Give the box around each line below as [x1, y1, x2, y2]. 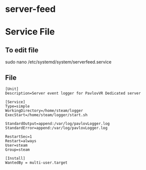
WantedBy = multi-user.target [5, 160, 68, 165]
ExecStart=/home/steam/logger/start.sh [5, 113, 88, 117]
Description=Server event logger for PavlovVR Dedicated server [5, 91, 141, 96]
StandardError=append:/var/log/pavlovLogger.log [5, 125, 108, 130]
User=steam [5, 143, 28, 148]
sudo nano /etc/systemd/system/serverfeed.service [5, 59, 112, 65]
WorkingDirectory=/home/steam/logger [5, 108, 83, 113]
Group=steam [5, 147, 30, 152]
